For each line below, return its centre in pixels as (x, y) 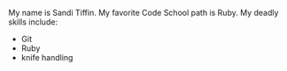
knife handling (47, 57)
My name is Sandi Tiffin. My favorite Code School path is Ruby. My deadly (143, 13)
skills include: (33, 22)
